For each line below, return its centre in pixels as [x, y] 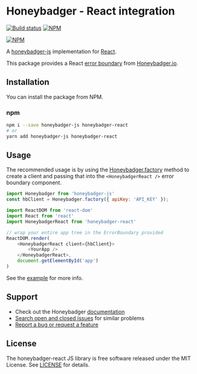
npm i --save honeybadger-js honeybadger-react [67, 125]
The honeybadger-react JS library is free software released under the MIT [99, 358]
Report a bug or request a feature [57, 324]
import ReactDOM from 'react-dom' [50, 210]
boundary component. [34, 182]
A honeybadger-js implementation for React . [61, 51]
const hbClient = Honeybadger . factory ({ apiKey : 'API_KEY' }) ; [88, 199]
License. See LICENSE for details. [48, 364]
